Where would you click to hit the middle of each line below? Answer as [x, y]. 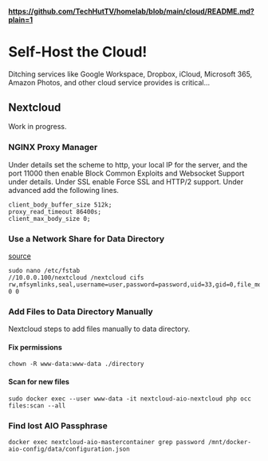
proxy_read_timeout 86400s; [55, 211]
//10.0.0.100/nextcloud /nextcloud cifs [77, 278]
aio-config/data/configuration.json [69, 449]
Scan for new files [39, 382]
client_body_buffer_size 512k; [60, 205]
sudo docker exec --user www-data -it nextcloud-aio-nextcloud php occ [130, 399]
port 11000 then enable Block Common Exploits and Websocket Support [126, 173]
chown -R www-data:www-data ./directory [77, 364]
